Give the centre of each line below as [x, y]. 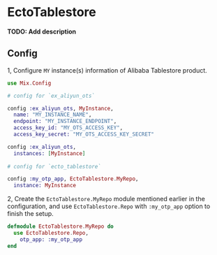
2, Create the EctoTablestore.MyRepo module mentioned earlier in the [106, 199]
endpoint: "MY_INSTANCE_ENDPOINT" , [65, 122]
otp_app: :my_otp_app [51, 239]
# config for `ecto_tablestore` [54, 166]
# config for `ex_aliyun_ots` [51, 96]
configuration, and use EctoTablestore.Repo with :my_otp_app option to [109, 206]
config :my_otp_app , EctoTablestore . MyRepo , [73, 179]
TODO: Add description [42, 31]
